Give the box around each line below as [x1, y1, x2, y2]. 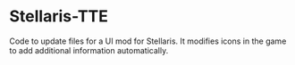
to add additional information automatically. [9, 45, 169, 55]
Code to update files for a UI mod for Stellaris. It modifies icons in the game [9, 36, 287, 46]
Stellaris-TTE [9, 6, 109, 27]
